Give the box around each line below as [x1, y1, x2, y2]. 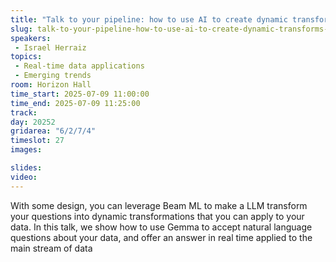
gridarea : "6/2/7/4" [10, 126, 97, 136]
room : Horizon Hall [10, 80, 92, 90]
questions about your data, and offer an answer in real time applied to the [10, 231, 313, 243]
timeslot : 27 [10, 136, 65, 146]
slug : [10, 24, 33, 34]
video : [10, 172, 38, 182]
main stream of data [10, 242, 93, 254]
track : [10, 107, 38, 118]
